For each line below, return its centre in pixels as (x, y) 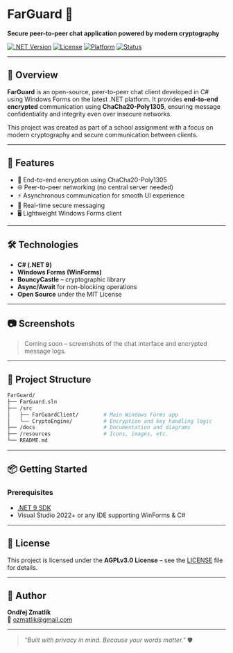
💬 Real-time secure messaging (61, 205)
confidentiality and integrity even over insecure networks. (89, 114)
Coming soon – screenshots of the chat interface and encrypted (116, 344)
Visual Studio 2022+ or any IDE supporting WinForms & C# (101, 515)
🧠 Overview (33, 75)
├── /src (20, 408)
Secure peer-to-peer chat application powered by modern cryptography (113, 33)
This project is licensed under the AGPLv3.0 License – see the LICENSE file (115, 560)
